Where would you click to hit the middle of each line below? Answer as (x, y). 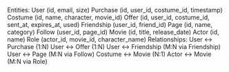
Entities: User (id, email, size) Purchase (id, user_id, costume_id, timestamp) (115, 10)
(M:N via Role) (28, 61)
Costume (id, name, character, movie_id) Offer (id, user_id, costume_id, (109, 17)
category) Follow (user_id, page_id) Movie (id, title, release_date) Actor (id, (113, 32)
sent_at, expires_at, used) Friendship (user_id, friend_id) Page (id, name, (110, 25)
